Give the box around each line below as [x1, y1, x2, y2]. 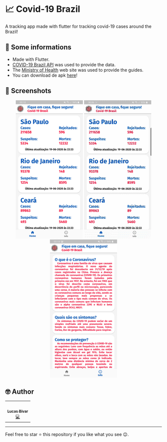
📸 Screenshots [5, 87, 52, 95]
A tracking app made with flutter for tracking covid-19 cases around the [5, 23, 152, 29]
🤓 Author [5, 387, 34, 396]
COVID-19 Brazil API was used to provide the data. [12, 61, 116, 67]
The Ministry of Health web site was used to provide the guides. [12, 67, 144, 73]
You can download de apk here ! [12, 72, 78, 78]
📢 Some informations [5, 43, 72, 52]
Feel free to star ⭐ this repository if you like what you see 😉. [5, 431, 129, 437]
